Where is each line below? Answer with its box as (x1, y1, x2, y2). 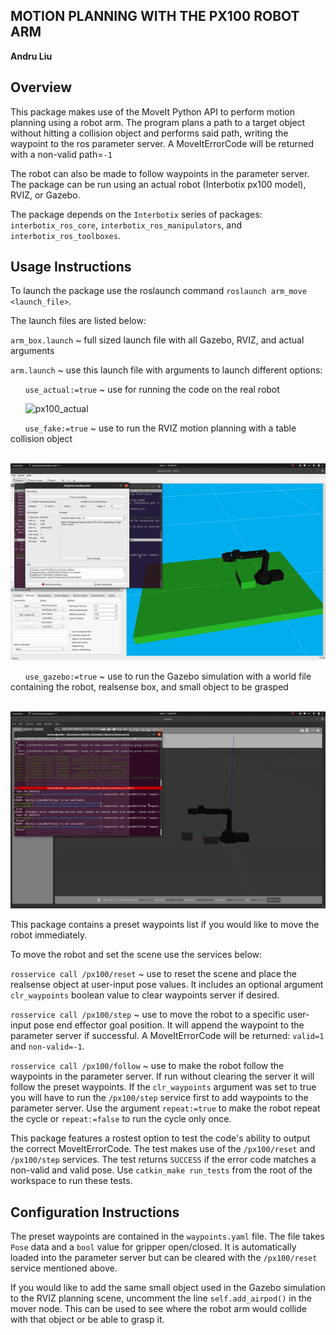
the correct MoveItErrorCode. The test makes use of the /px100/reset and (10, 1143, 316, 1155)
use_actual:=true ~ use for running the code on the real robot (24, 384, 280, 396)
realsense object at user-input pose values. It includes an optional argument (10, 979, 324, 991)
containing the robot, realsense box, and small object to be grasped (10, 681, 289, 693)
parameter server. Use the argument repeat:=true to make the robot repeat (10, 1102, 321, 1114)
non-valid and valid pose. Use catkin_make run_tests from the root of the (10, 1164, 313, 1176)
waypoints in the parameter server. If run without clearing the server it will (10, 1070, 315, 1083)
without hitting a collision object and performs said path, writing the (10, 127, 289, 139)
